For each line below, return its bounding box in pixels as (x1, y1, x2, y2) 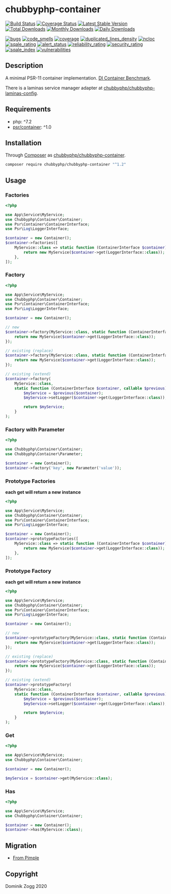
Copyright (5, 870, 38, 878)
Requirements (5, 105, 51, 114)
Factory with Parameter (5, 426, 65, 433)
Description (5, 61, 43, 70)
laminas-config (5, 90, 37, 96)
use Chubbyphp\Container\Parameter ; (5, 452, 83, 457)
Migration (5, 841, 37, 850)
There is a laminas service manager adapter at (5, 85, 103, 91)
